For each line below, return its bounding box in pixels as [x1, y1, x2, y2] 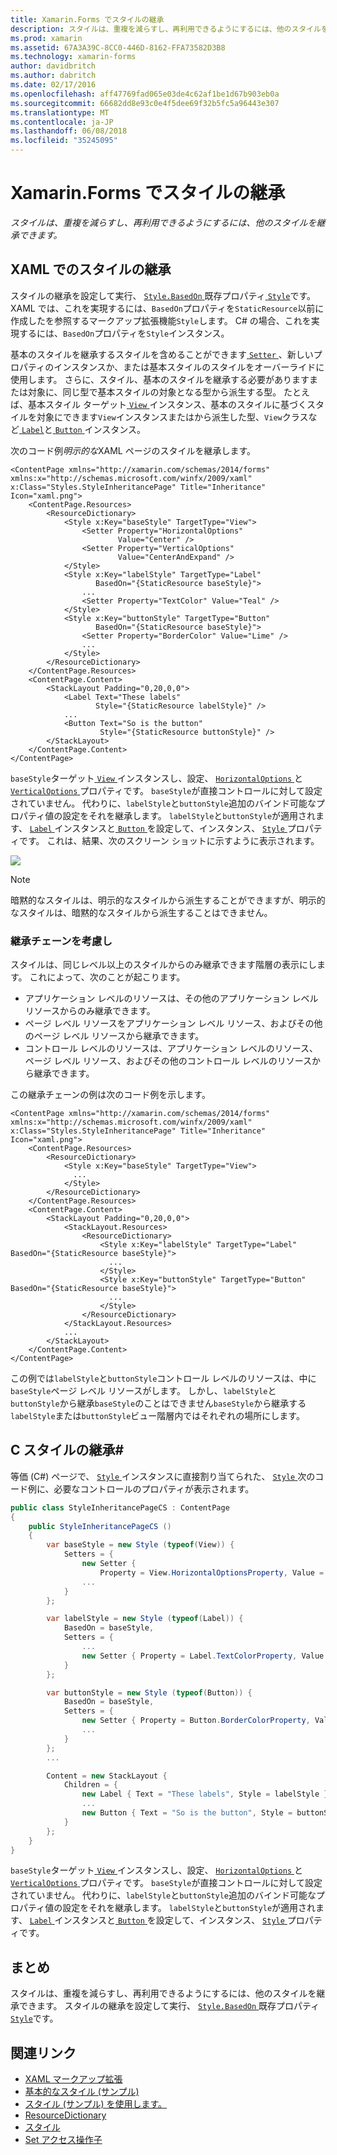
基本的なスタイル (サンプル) [24, 2086, 140, 2098]
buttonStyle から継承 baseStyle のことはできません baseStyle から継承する [10, 1397, 307, 1410]
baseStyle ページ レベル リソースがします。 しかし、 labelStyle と [10, 1385, 277, 1397]
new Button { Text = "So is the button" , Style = [81, 1808, 293, 1818]
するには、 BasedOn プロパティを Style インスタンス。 [18, 327, 230, 339]
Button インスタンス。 [54, 423, 147, 435]
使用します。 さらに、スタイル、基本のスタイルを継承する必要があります [10, 373, 310, 385]
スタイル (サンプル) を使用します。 [24, 2098, 168, 2110]
